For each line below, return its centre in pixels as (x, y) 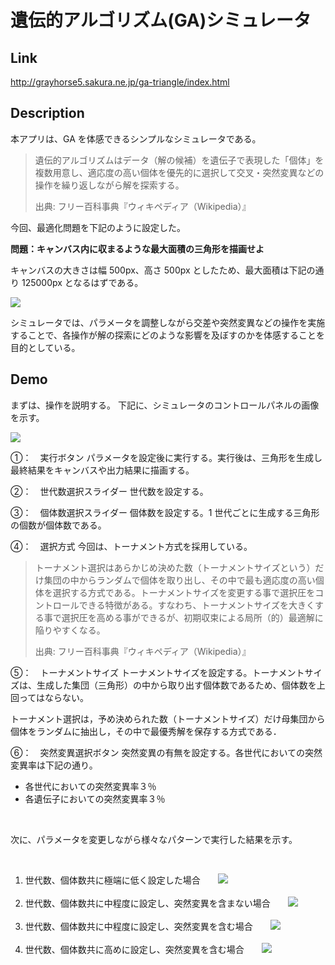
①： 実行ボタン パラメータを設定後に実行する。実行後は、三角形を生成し (166, 457)
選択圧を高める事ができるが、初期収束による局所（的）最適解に (192, 617)
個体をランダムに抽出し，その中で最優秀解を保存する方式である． (146, 731)
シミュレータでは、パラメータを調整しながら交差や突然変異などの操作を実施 (168, 322)
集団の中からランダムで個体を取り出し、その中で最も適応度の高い (179, 580)
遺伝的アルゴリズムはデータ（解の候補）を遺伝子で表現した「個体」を (179, 160)
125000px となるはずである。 (82, 282)
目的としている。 (45, 347)
